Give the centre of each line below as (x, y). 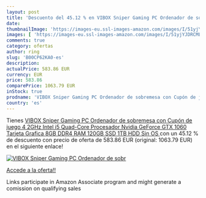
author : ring (23, 52)
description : (23, 63)
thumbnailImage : (27, 29)
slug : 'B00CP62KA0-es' (35, 57)
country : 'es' (25, 103)
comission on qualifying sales (44, 188)
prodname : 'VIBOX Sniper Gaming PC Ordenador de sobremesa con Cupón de (101, 97)
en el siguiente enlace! (35, 146)
